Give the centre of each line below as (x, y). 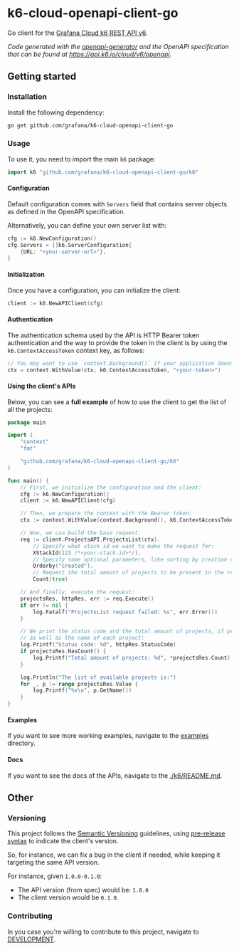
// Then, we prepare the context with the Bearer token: (106, 514)
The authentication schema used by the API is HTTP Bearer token (103, 335)
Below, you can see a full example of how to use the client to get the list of (117, 402)
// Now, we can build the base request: (81, 533)
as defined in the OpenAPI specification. (67, 211)
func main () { (28, 481)
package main (27, 422)
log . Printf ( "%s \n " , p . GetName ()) (83, 691)
